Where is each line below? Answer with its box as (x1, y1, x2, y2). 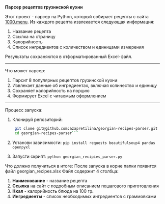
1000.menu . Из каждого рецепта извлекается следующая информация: (5, 19, 155, 25)
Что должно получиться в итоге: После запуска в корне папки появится (5, 163, 157, 169)
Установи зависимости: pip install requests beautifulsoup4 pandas (12, 140, 156, 146)
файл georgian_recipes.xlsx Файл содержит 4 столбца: (5, 168, 119, 174)
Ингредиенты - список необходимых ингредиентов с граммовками (12, 193, 156, 199)
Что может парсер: (5, 68, 46, 73)
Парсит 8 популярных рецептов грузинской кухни (12, 77, 118, 83)
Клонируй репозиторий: (12, 117, 63, 122)
